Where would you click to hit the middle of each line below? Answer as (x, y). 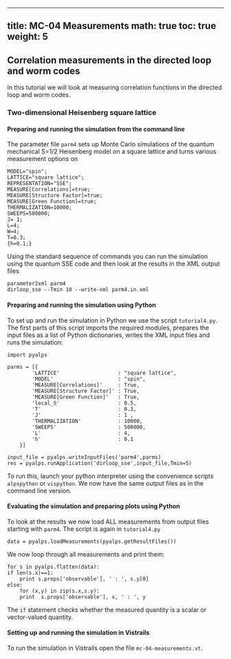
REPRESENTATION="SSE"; (40, 184)
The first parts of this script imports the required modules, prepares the (108, 327)
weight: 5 (27, 37)
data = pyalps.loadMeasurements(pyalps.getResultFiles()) (92, 541)
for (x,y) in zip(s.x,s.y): (59, 591)
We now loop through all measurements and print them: (86, 554)
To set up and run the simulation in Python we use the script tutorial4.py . (112, 320)
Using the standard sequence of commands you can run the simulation (108, 257)
